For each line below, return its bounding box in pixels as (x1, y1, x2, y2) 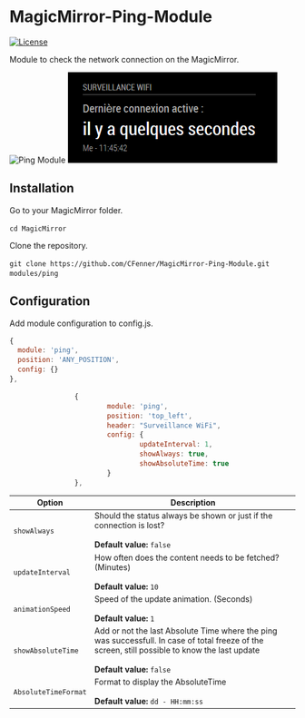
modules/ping (9, 269, 59, 278)
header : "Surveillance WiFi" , (106, 420, 221, 430)
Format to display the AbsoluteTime (93, 676, 227, 687)
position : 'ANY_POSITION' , (17, 356, 120, 365)
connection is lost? (93, 520, 165, 531)
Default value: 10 (93, 581, 159, 592)
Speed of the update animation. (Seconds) (93, 593, 253, 605)
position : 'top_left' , (106, 411, 193, 420)
